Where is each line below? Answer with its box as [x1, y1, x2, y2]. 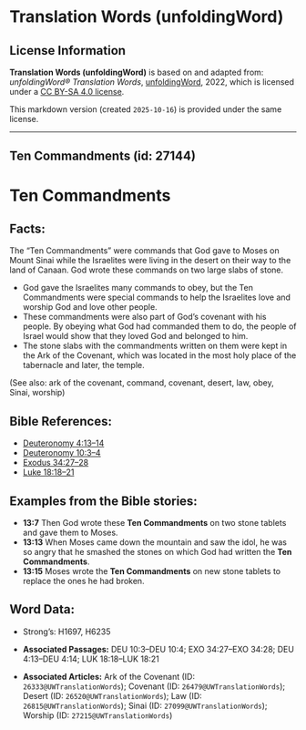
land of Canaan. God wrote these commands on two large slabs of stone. [9, 264, 284, 275]
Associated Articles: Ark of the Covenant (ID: [22, 671, 196, 682]
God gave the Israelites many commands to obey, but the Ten [22, 283, 253, 293]
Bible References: [9, 413, 112, 429]
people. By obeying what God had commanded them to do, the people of [22, 321, 297, 332]
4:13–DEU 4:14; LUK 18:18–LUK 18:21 [22, 653, 159, 664]
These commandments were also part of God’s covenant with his [22, 312, 267, 323]
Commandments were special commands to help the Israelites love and [22, 292, 291, 303]
